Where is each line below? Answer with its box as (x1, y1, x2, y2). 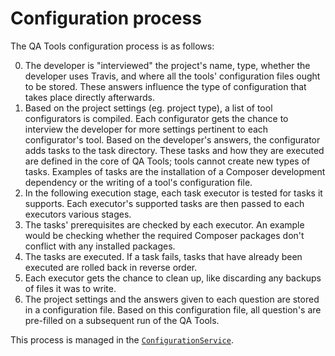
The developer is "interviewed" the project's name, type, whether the (24, 59, 311, 71)
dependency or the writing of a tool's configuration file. (24, 176, 253, 188)
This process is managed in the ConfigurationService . (10, 333, 234, 346)
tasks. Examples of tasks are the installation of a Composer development (24, 165, 326, 177)
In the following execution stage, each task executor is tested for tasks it (24, 187, 323, 199)
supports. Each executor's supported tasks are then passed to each (24, 197, 305, 209)
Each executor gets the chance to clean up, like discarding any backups (24, 272, 322, 284)
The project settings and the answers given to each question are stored (24, 293, 320, 305)
